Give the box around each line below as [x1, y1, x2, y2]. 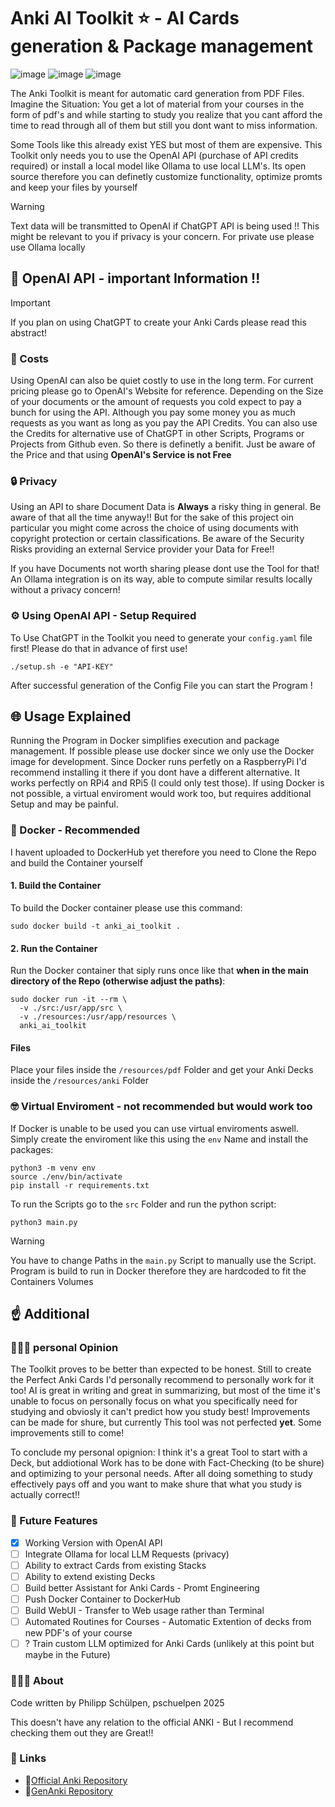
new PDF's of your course [24, 1627, 133, 1639]
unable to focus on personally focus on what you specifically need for [10, 1395, 298, 1407]
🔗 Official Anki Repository [24, 1774, 128, 1786]
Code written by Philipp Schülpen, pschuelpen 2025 [10, 1696, 225, 1709]
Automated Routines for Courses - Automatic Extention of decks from [24, 1616, 312, 1628]
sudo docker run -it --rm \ [10, 995, 128, 1005]
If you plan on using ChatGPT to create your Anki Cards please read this [10, 316, 307, 328]
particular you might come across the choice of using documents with [10, 522, 299, 534]
